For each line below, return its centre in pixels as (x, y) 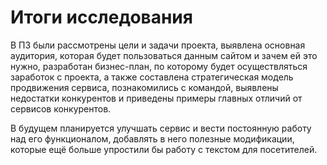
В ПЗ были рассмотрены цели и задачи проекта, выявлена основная (158, 45)
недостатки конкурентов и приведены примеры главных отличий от (156, 98)
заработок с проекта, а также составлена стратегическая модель (152, 77)
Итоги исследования (101, 17)
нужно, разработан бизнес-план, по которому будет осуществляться (159, 66)
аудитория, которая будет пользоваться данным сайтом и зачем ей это (164, 55)
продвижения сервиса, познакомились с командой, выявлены (144, 87)
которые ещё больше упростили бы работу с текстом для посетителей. (164, 149)
